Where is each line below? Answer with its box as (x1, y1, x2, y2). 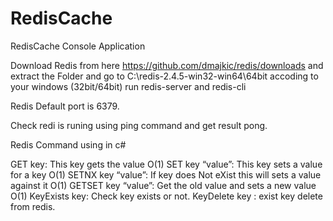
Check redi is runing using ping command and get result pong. (10, 119, 268, 131)
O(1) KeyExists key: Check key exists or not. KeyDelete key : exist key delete (10, 190, 323, 202)
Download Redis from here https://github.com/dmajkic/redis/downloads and (10, 59, 324, 71)
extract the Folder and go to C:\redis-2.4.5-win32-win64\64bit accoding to (10, 70, 319, 82)
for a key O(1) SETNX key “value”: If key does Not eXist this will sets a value (10, 168, 322, 181)
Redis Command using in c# (10, 138, 127, 151)
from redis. (10, 200, 56, 212)
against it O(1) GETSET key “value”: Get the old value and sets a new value (10, 179, 317, 191)
